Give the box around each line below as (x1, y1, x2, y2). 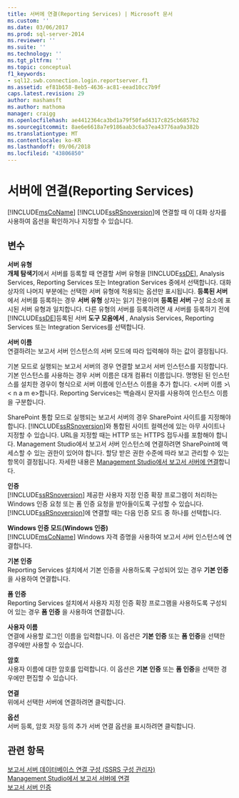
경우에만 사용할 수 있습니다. (7, 640, 84, 649)
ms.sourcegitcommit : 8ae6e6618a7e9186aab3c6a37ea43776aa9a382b (7, 123, 200, 131)
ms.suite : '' (7, 44, 46, 51)
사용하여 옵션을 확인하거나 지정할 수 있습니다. (7, 216, 133, 225)
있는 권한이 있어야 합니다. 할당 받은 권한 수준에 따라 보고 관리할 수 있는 (34, 448, 230, 457)
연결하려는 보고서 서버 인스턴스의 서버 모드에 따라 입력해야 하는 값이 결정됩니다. (7, 346, 228, 355)
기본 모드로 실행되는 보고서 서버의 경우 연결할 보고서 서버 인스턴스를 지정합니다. (7, 361, 228, 370)
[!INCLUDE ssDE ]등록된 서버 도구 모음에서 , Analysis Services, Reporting (7, 314, 214, 322)
